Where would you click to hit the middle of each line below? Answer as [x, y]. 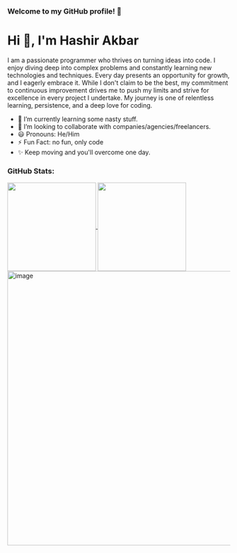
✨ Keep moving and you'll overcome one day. [84, 152]
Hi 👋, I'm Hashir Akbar [73, 41]
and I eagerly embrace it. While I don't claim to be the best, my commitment [118, 82]
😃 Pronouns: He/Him [48, 134]
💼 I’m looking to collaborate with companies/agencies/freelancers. [114, 126]
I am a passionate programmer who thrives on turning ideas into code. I [111, 60]
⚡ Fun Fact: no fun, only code [60, 142]
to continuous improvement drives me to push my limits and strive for [108, 90]
